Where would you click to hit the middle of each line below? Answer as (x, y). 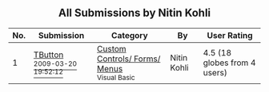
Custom (112, 48)
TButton (48, 55)
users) (215, 72)
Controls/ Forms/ (129, 59)
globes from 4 (229, 63)
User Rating (230, 35)
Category (129, 35)
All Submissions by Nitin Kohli (134, 13)
